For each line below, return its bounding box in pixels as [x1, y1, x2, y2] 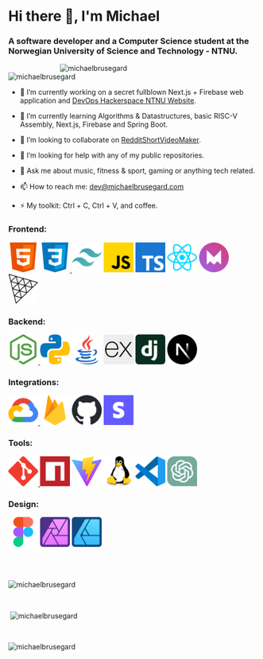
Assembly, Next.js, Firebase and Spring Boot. [19, 119, 168, 130]
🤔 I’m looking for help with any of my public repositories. [19, 150, 205, 160]
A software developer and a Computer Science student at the [8, 36, 249, 47]
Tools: [8, 438, 33, 449]
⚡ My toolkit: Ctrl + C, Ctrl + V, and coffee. [19, 201, 158, 210]
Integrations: [8, 377, 60, 388]
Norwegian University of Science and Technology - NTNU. [8, 45, 238, 57]
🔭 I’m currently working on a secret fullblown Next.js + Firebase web [19, 88, 244, 97]
